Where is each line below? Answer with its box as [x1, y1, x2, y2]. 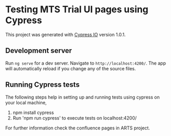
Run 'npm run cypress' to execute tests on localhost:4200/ [12, 114, 137, 121]
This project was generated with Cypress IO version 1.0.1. [5, 31, 126, 37]
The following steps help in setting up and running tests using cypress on [5, 94, 160, 100]
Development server [5, 46, 72, 55]
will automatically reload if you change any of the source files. [5, 65, 136, 71]
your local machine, [5, 99, 47, 106]
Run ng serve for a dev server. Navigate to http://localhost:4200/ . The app [5, 60, 166, 66]
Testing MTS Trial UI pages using [5, 4, 148, 15]
